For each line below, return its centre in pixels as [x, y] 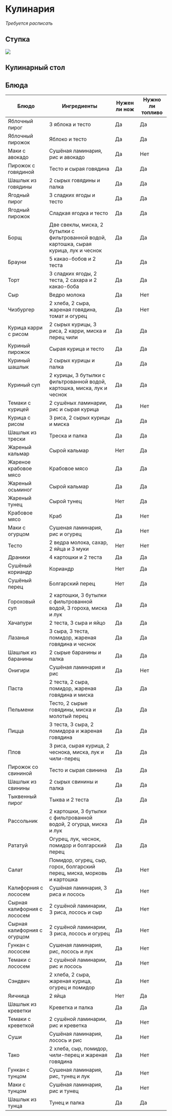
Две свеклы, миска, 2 [77, 224]
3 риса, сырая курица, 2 [80, 746]
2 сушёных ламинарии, [78, 403]
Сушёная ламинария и [78, 667]
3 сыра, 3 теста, [69, 631]
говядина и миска [71, 695]
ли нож [125, 109]
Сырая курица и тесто [77, 349]
